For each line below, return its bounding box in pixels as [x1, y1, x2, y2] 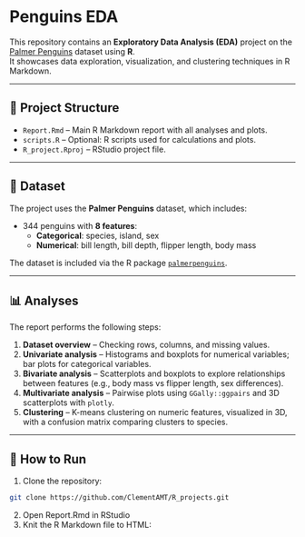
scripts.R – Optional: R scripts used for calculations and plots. [22, 134, 257, 144]
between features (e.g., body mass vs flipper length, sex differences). [22, 378, 284, 389]
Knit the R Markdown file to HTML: [22, 520, 152, 531]
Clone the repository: [22, 475, 103, 487]
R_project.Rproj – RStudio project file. [22, 144, 166, 154]
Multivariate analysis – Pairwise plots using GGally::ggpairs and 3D [22, 388, 280, 399]
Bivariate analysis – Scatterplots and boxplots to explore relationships [22, 368, 286, 379]
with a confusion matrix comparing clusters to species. [22, 416, 229, 428]
